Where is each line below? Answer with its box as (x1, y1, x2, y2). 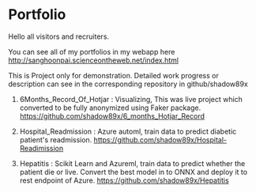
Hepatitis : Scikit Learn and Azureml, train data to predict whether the (19, 158, 246, 168)
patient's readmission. (19, 134, 92, 144)
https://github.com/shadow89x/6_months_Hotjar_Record (19, 111, 205, 120)
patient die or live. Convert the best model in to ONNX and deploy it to (19, 167, 247, 176)
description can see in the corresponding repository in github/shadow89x (8, 79, 249, 89)
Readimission (19, 143, 64, 153)
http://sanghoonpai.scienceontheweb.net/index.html (8, 55, 179, 65)
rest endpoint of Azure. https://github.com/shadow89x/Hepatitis (19, 176, 229, 185)
